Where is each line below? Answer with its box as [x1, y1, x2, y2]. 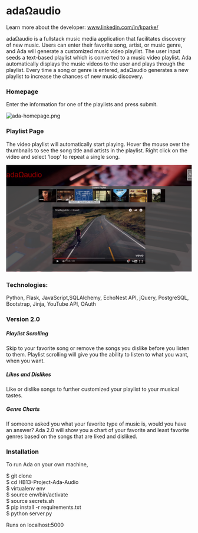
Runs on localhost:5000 [6, 521, 64, 529]
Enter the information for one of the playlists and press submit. [6, 101, 158, 108]
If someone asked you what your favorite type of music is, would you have [6, 420, 187, 427]
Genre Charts [6, 406, 40, 413]
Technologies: [6, 280, 48, 289]
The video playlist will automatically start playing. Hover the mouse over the [6, 140, 190, 148]
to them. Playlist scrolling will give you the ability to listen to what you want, [6, 351, 189, 358]
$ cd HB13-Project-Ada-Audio [6, 479, 79, 486]
